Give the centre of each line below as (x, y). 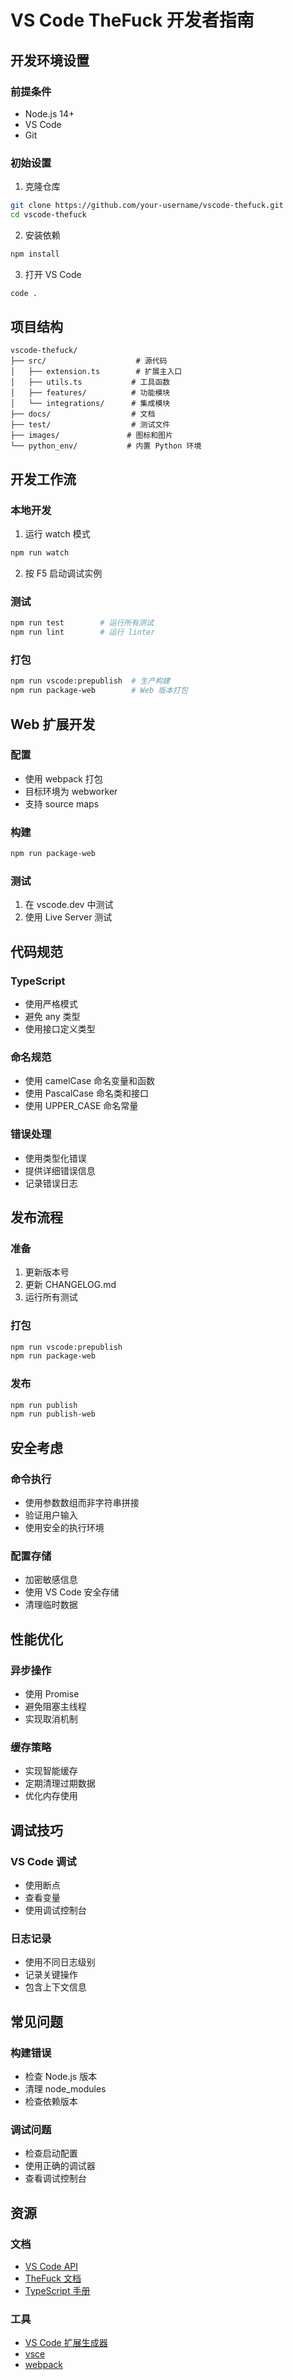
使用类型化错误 (55, 1158)
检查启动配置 (51, 2153)
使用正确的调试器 (60, 2166)
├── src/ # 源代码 (89, 361)
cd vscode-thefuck (48, 215)
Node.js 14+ (49, 113)
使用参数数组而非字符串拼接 (82, 1503)
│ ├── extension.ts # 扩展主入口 (96, 372)
